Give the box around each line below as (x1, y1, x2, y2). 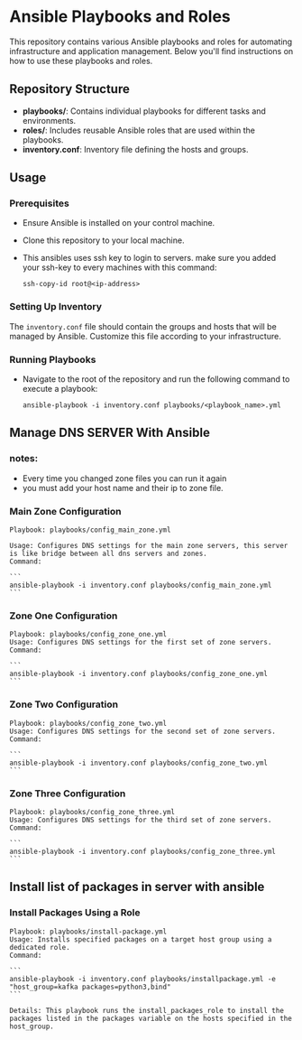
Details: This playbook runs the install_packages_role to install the (9, 1006, 284, 1015)
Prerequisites (9, 197, 69, 209)
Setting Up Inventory (9, 301, 102, 313)
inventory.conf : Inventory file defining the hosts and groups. (22, 144, 249, 154)
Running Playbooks (9, 353, 96, 366)
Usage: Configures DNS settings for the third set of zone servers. (9, 815, 272, 824)
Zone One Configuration (9, 609, 118, 622)
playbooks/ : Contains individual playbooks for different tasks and (22, 106, 266, 116)
